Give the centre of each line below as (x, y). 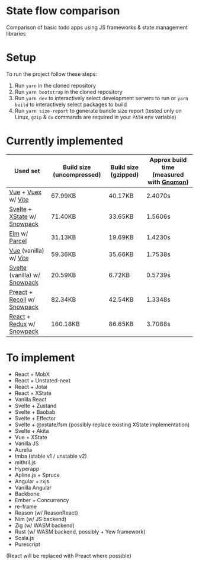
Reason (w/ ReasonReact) (46, 513)
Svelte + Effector (35, 418)
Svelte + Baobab (35, 412)
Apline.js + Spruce (37, 475)
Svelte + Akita (32, 430)
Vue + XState (31, 437)
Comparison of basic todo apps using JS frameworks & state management (97, 27)
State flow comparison (63, 11)
